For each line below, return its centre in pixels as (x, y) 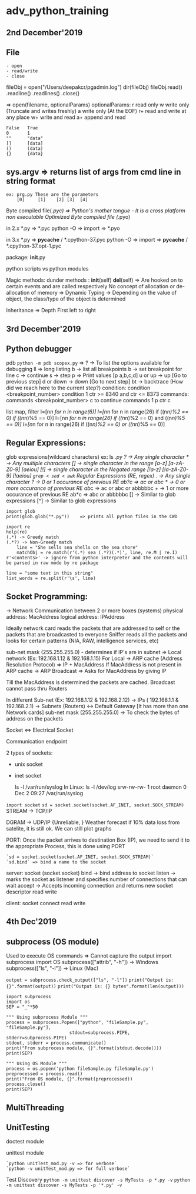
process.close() (26, 1084)
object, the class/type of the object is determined (66, 299)
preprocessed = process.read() (44, 1074)
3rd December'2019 (44, 328)
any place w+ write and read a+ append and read (66, 117)
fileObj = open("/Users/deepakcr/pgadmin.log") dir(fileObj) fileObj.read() (94, 87)
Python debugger (39, 348)
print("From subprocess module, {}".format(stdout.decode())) (84, 1048)
